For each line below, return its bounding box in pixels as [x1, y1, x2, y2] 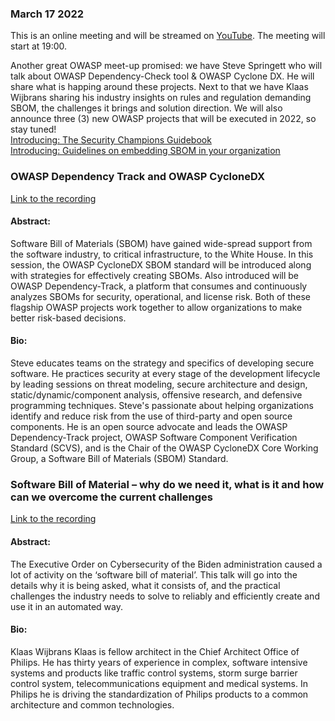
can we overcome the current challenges [10, 490, 213, 504]
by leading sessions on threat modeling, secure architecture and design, [10, 378, 308, 390]
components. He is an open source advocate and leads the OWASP [10, 421, 288, 432]
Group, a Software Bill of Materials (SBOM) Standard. [10, 453, 229, 464]
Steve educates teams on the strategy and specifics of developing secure [10, 357, 315, 369]
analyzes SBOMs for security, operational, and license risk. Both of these [10, 290, 311, 302]
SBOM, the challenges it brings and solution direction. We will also [10, 102, 283, 114]
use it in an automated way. [10, 600, 123, 612]
